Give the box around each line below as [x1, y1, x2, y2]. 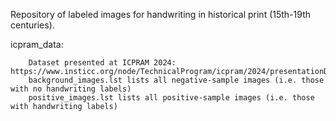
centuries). [10, 19, 55, 31]
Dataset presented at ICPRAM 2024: [28, 58, 177, 68]
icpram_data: [10, 39, 64, 50]
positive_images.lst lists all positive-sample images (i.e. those [28, 93, 315, 103]
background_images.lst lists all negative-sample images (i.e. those [28, 75, 325, 85]
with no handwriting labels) [10, 84, 132, 94]
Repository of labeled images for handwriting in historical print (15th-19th [10, 9, 311, 20]
